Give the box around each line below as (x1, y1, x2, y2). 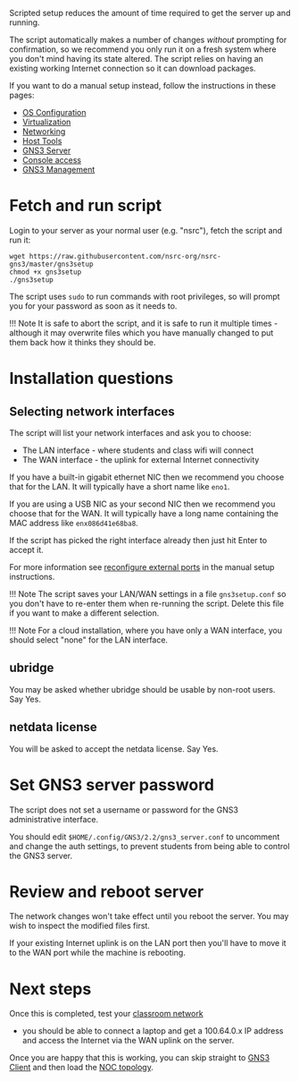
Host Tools (21, 136, 62, 146)
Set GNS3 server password (9, 774, 214, 795)
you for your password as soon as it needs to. (9, 300, 178, 311)
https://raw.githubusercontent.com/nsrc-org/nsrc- (29, 251, 221, 260)
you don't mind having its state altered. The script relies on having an (9, 54, 263, 64)
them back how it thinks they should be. (9, 336, 156, 347)
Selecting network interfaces (9, 404, 176, 419)
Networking (21, 126, 66, 137)
